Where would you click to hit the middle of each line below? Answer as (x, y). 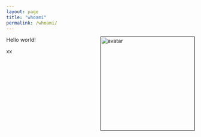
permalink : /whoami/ (32, 23)
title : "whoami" (26, 17)
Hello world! (21, 40)
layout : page (22, 12)
